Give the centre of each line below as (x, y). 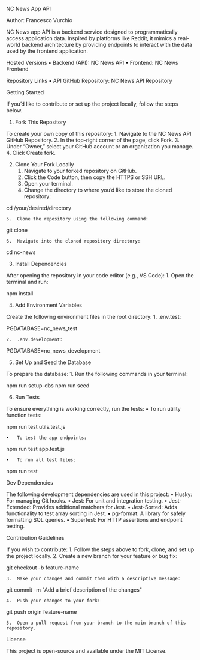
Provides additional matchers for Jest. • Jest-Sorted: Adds (105, 507)
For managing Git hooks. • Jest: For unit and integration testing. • (87, 501)
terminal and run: (27, 282)
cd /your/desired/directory (39, 208)
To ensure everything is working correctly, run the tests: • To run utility (93, 409)
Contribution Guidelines (35, 538)
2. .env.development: (34, 339)
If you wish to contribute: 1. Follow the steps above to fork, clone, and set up (100, 549)
